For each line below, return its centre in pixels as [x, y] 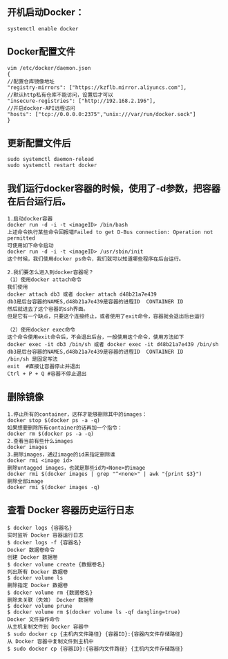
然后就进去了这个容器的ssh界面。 [48, 309]
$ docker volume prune [40, 606]
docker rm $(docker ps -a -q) [51, 434]
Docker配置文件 [41, 51]
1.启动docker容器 [30, 219]
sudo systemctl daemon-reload [51, 160]
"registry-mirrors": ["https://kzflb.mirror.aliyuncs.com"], [97, 87]
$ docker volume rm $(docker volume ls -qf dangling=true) [94, 612]
